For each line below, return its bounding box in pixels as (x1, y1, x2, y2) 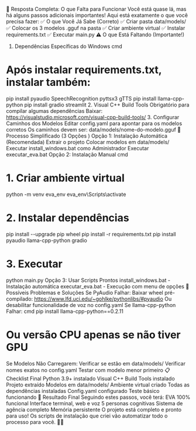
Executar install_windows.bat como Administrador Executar (6, 144, 149, 151)
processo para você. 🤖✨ (6, 418, 64, 425)
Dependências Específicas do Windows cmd (14, 43, 123, 50)
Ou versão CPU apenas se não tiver (6, 328, 181, 342)
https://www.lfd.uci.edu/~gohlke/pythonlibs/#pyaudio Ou (34, 295, 172, 302)
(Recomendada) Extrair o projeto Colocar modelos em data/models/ (6, 138, 170, 146)
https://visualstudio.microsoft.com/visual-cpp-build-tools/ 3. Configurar (6, 113, 180, 120)
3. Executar (6, 257, 63, 270)
